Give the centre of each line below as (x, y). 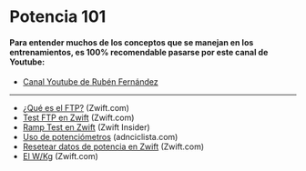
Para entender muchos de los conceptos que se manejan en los (132, 42)
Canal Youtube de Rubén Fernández (90, 82)
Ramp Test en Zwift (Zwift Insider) (86, 127)
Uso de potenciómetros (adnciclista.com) (100, 137)
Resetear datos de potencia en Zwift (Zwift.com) (113, 146)
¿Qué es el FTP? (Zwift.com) (76, 108)
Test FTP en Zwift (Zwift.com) (78, 118)
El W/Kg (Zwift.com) (60, 156)
